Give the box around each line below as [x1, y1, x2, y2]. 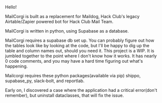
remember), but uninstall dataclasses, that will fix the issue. [5, 92, 124, 98]
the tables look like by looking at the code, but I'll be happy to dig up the [5, 43, 150, 48]
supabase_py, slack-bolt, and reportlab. [5, 78, 85, 84]
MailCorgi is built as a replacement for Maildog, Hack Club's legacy [5, 14, 140, 19]
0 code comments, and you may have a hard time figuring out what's [5, 58, 143, 64]
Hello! [5, 4, 17, 10]
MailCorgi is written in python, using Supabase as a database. [5, 28, 129, 34]
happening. [5, 63, 28, 69]
